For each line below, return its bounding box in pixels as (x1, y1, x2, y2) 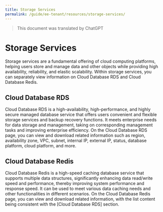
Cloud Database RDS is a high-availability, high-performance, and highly (5, 106, 151, 113)
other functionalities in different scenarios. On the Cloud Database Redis (5, 191, 150, 197)
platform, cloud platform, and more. (5, 143, 77, 149)
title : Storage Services (5, 7, 56, 12)
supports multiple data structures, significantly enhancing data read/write (5, 175, 153, 181)
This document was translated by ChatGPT (17, 25, 104, 31)
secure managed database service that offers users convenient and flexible (5, 112, 157, 118)
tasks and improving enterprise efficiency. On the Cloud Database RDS (5, 127, 147, 133)
